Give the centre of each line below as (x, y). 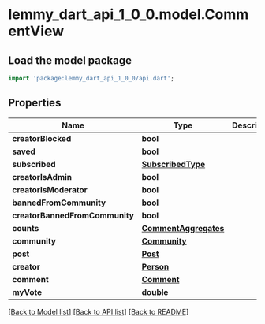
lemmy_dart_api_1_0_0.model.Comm (129, 15)
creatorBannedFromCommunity (73, 215)
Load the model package (70, 60)
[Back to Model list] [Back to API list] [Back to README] (99, 311)
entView (36, 31)
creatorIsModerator (50, 189)
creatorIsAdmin (42, 177)
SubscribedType (174, 164)
